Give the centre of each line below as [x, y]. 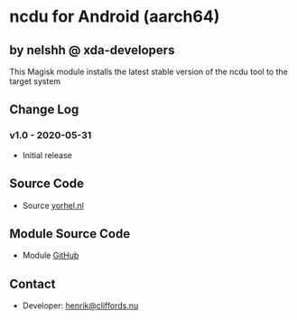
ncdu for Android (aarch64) [115, 17]
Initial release [47, 155]
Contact [32, 283]
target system [35, 81]
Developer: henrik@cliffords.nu [80, 306]
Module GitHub [51, 256]
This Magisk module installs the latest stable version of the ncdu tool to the [149, 71]
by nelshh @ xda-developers [92, 50]
